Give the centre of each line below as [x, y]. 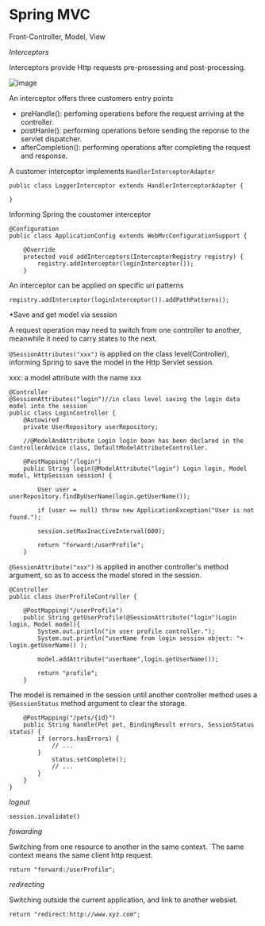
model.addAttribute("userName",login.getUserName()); [128, 659]
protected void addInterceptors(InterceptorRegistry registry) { [134, 257]
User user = [58, 489]
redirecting [27, 884]
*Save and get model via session [63, 314]
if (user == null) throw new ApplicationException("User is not [146, 510]
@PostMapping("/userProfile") [73, 610]
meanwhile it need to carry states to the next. [83, 338]
